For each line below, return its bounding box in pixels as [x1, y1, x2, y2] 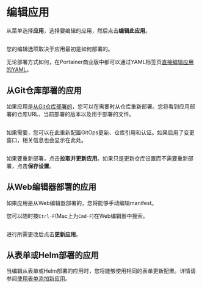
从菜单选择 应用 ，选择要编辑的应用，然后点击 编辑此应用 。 [6, 27, 151, 34]
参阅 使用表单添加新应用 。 [6, 275, 71, 283]
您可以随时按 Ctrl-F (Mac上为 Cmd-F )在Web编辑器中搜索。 [6, 212, 148, 220]
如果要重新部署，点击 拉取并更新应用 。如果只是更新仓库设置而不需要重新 [6, 154, 188, 162]
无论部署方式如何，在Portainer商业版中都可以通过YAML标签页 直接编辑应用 [6, 58, 194, 65]
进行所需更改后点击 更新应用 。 [6, 230, 81, 238]
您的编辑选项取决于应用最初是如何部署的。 [6, 45, 114, 52]
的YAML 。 [6, 65, 32, 73]
